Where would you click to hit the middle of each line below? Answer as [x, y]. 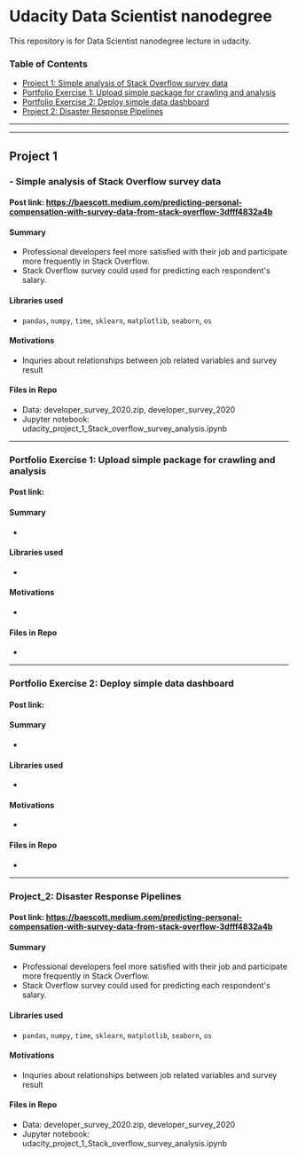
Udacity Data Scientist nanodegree [141, 16]
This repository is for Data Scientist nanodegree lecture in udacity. [130, 41]
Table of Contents [49, 64]
